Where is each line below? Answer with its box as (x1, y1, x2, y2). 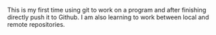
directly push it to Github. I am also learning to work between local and (7, 13, 210, 21)
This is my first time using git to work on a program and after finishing (7, 6, 207, 14)
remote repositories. (7, 21, 65, 28)
